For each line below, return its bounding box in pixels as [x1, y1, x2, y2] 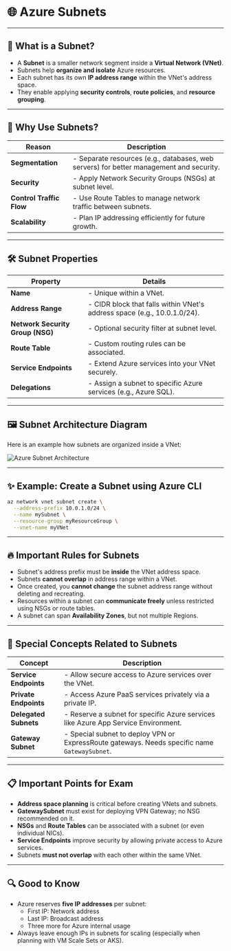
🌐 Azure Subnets [7, 4, 107, 20]
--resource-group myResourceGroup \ [13, 517, 118, 525]
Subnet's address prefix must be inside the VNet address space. [16, 568, 201, 576]
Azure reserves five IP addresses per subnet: [16, 899, 147, 908]
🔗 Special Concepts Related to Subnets [7, 637, 177, 650]
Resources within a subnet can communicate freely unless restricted [16, 597, 214, 605]
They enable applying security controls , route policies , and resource [16, 87, 215, 96]
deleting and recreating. [16, 589, 85, 598]
